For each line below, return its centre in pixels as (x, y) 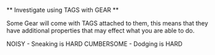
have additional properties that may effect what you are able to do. (101, 31)
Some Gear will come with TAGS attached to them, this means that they (107, 23)
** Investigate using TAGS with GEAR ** (63, 10)
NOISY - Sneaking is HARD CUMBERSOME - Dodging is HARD (94, 44)
